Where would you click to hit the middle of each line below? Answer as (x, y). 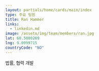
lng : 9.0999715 (21, 43)
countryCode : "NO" (25, 48)
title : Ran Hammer (25, 19)
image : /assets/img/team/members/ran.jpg (50, 33)
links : (12, 24)
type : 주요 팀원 (20, 15)
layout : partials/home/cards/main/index (49, 10)
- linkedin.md (25, 29)
